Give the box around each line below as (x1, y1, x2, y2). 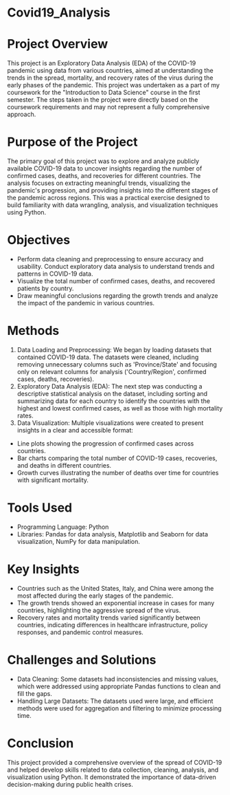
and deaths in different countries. (16, 461, 112, 469)
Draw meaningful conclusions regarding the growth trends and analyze (16, 292, 218, 300)
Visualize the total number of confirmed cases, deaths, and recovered (16, 277, 215, 285)
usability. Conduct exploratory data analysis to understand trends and (16, 263, 215, 270)
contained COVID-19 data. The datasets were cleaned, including (16, 353, 199, 361)
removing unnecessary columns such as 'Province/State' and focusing (16, 360, 218, 369)
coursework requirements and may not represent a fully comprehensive (7, 103, 210, 111)
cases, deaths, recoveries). (16, 375, 95, 383)
